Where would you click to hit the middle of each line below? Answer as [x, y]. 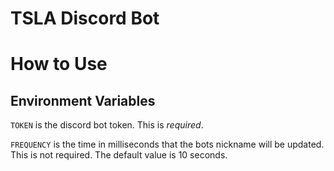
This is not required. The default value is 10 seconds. [119, 155]
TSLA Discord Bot [85, 18]
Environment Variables [83, 100]
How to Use [59, 64]
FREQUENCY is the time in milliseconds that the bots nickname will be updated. [167, 144]
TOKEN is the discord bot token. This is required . [107, 125]
